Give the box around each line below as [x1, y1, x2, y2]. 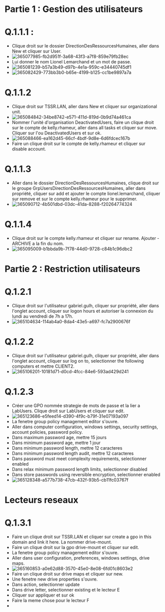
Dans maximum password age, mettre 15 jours [11, 434, 107, 440]
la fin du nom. [36, 240, 64, 246]
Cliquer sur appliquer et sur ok [11, 592, 75, 598]
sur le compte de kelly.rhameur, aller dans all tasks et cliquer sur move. [11, 125, 158, 131]
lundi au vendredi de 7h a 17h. [11, 313, 73, 319]
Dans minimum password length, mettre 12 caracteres [11, 445, 123, 451]
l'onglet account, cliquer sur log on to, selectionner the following [11, 358, 144, 364]
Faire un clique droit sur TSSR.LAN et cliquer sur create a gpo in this [11, 534, 152, 540]
